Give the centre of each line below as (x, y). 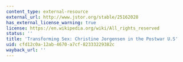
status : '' (19, 34)
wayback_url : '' (26, 50)
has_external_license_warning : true (51, 22)
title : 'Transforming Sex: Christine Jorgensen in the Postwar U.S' (92, 39)
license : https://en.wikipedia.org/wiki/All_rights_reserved (83, 28)
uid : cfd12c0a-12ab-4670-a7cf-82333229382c (61, 45)
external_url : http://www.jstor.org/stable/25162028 (72, 17)
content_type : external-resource (47, 12)
